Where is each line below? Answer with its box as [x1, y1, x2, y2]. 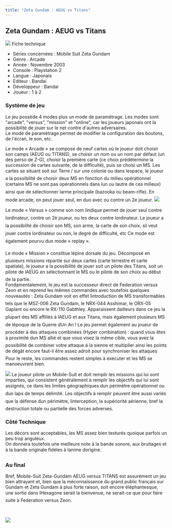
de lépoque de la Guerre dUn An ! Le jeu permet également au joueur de [5, 321, 158, 327]
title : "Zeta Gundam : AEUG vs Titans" [5, 7, 91, 13]
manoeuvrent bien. [5, 361, 45, 367]
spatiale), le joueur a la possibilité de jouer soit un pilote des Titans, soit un [5, 263, 163, 269]
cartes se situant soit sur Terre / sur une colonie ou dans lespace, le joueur [5, 168, 164, 174]
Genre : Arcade [12, 56, 45, 62]
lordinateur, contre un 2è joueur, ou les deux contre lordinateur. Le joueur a [5, 215, 164, 221]
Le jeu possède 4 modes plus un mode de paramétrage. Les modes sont [5, 114, 159, 120]
